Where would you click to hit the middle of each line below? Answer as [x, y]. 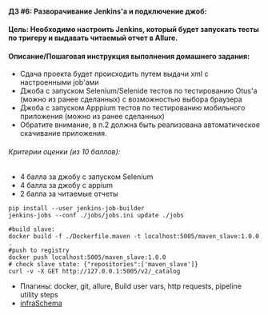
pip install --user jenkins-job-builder [77, 208]
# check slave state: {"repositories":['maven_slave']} [103, 264]
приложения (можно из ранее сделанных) [92, 117]
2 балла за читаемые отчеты [69, 193]
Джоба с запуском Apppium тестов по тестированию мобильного [132, 108]
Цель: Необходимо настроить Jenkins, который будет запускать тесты [134, 30]
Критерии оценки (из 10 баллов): [64, 151]
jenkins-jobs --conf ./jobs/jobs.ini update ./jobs [96, 215]
